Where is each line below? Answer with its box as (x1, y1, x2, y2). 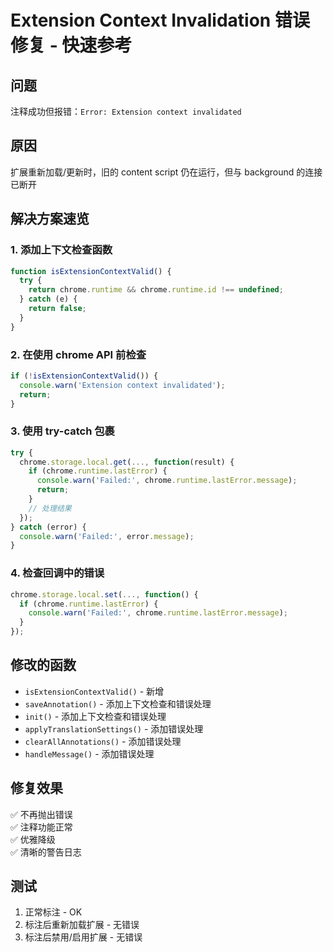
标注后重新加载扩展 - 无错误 (24, 919, 140, 931)
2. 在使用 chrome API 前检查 (10, 347, 147, 361)
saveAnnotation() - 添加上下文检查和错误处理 (24, 697, 212, 710)
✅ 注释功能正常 (10, 821, 73, 833)
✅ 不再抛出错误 (10, 808, 73, 820)
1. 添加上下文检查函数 (10, 243, 113, 257)
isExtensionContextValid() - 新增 (24, 685, 165, 697)
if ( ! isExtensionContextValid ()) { (10, 371, 159, 381)
